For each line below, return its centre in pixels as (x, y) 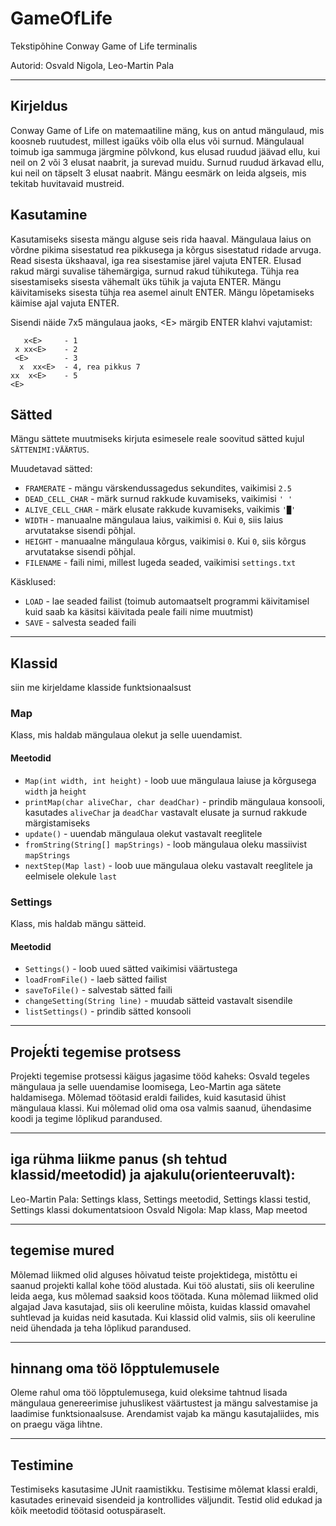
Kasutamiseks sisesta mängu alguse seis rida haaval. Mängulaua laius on (161, 239)
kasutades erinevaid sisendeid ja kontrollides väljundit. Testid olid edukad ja (166, 1500)
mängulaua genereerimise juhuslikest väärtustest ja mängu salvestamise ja (164, 1403)
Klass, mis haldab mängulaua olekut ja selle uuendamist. (126, 735)
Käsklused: (33, 582)
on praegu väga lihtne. (56, 1424)
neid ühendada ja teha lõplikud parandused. (101, 1328)
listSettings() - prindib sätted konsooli (108, 1011)
